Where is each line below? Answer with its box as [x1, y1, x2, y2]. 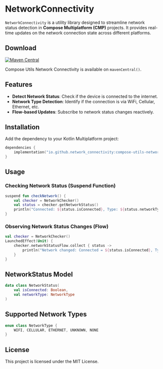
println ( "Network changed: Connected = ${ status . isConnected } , [22, 247, 153, 253]
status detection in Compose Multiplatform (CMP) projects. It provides [5, 24, 147, 30]
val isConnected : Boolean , [14, 288, 68, 293]
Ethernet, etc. [12, 104, 40, 110]
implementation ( [14, 150, 47, 155]
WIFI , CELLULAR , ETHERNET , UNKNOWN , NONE [14, 328, 98, 332]
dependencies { [5, 145, 36, 150]
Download [5, 44, 36, 52]
